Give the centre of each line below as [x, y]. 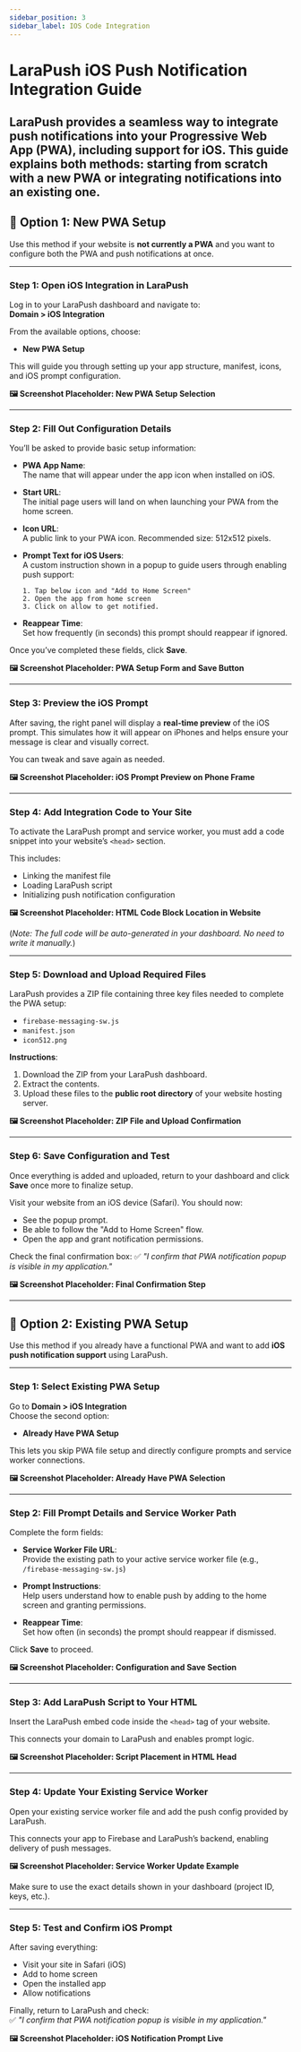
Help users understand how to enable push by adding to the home [144, 1596]
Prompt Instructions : [61, 1586]
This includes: [35, 859]
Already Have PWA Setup [70, 1433]
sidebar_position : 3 [48, 17]
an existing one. [55, 192]
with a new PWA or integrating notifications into [146, 179]
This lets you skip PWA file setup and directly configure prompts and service [150, 1450]
